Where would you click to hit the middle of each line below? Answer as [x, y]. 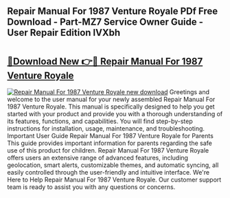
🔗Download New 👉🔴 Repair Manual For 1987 [105, 61]
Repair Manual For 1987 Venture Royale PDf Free [113, 11]
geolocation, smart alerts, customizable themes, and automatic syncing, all [113, 165]
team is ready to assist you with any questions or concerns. [91, 187]
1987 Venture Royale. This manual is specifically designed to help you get [111, 107]
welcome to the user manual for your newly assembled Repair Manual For [111, 99]
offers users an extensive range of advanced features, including [98, 158]
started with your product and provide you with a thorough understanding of [115, 114]
